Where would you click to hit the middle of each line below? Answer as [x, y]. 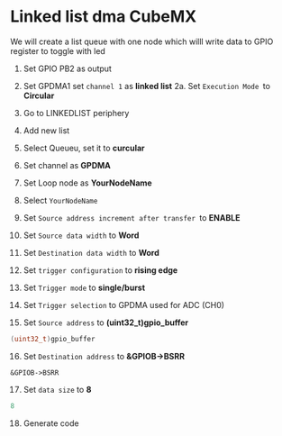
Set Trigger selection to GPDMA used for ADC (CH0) [123, 304]
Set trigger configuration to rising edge [100, 270]
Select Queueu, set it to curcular [84, 148]
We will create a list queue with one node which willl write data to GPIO [142, 41]
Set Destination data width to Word [91, 252]
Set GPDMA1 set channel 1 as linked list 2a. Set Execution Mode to [147, 86]
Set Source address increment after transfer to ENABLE [132, 217]
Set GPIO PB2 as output [67, 68]
